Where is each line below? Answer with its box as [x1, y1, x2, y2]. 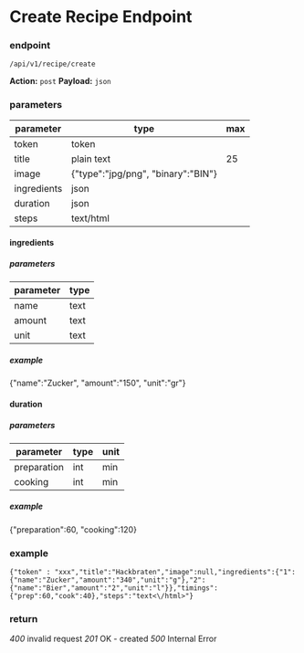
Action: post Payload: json [9, 76, 111, 87]
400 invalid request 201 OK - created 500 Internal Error [9, 633, 217, 645]
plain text [71, 153, 111, 165]
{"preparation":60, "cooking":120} [9, 523, 137, 535]
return [9, 613, 38, 626]
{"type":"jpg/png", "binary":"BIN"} [71, 167, 217, 180]
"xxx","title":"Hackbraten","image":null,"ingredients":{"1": [54, 568, 297, 577]
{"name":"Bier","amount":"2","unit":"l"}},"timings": [9, 584, 219, 593]
